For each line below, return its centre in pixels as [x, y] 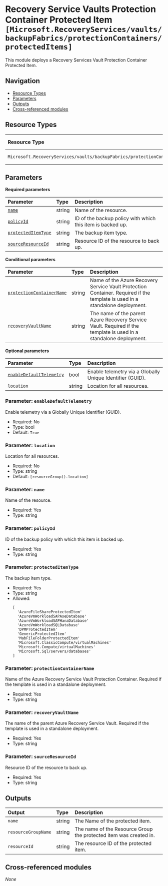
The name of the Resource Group [114, 829]
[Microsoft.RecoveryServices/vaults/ [84, 30]
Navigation [22, 81]
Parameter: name [25, 489]
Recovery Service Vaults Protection [81, 9]
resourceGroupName [29, 832]
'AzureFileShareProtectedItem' [50, 612]
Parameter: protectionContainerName [50, 668]
